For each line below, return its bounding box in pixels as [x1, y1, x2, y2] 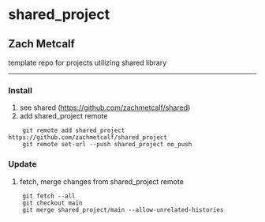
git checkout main [22, 199, 83, 207]
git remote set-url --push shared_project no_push [22, 141, 192, 149]
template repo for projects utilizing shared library [8, 58, 167, 67]
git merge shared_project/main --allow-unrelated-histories [22, 205, 224, 214]
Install [8, 85, 33, 96]
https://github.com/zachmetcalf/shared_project [8, 134, 168, 141]
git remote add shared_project [22, 126, 125, 135]
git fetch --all [22, 192, 77, 200]
